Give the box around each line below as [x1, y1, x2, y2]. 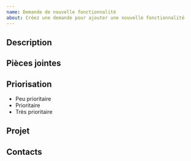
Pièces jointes [6, 58, 61, 69]
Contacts [6, 146, 43, 157]
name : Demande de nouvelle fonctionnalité [6, 9, 116, 15]
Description [6, 37, 52, 48]
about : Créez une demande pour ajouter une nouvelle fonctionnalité [6, 15, 185, 21]
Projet [6, 126, 30, 137]
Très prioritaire [15, 108, 53, 116]
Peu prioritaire [15, 95, 51, 103]
